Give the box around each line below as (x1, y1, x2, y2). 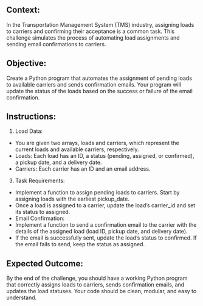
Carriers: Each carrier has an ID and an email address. (15, 165, 151, 173)
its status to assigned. (15, 208, 71, 216)
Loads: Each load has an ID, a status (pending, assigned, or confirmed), (15, 152, 194, 160)
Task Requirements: (15, 177, 65, 185)
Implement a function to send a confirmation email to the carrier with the (15, 221, 197, 229)
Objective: (6, 58, 47, 69)
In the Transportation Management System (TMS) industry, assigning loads (6, 21, 194, 28)
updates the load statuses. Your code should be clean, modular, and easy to (6, 288, 197, 295)
